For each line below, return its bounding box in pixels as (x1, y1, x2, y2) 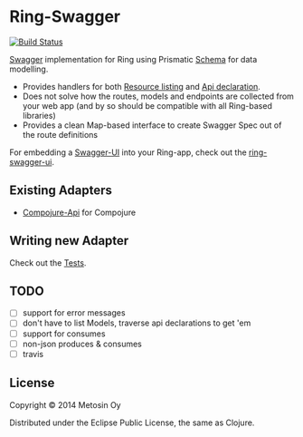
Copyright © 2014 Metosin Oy (9, 399, 121, 410)
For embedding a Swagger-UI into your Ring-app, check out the (9, 147, 247, 158)
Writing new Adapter (9, 233, 129, 248)
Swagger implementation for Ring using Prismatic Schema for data (9, 53, 258, 64)
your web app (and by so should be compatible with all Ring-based (22, 100, 273, 111)
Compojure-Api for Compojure (22, 207, 137, 218)
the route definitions (22, 129, 99, 140)
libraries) (22, 110, 56, 121)
